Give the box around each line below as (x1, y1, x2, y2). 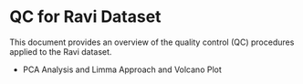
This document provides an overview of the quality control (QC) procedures (9, 37, 295, 47)
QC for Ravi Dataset (9, 6, 162, 27)
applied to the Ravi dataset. (9, 46, 112, 57)
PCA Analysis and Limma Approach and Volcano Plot (22, 64, 222, 75)
